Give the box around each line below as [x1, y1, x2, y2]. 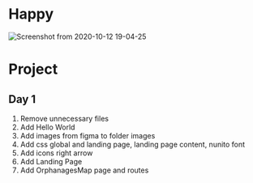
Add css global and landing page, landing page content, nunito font [19, 139, 246, 149]
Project [8, 60, 58, 79]
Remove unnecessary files [19, 113, 109, 123]
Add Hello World [19, 122, 75, 132]
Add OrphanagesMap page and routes [19, 165, 149, 175]
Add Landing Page [19, 156, 83, 166]
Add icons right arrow [19, 147, 93, 158]
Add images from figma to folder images [19, 130, 156, 140]
